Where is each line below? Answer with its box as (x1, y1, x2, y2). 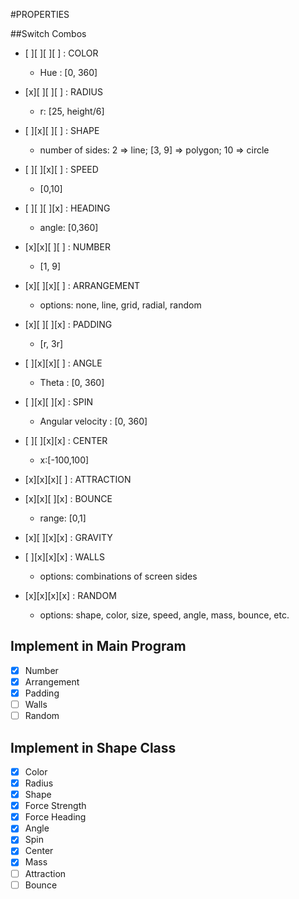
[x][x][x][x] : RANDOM (24, 590, 117, 601)
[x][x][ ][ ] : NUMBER (24, 241, 111, 253)
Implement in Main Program (10, 638, 187, 655)
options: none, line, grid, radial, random (39, 299, 202, 311)
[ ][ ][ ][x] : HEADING (24, 202, 111, 214)
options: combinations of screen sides (39, 570, 198, 582)
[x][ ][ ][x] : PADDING (24, 319, 113, 330)
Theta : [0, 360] (39, 377, 105, 388)
